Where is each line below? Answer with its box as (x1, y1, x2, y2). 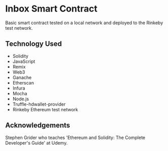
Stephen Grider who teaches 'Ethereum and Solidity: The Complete (5, 134, 146, 140)
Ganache (12, 74, 32, 81)
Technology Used (5, 40, 62, 48)
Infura (12, 85, 25, 91)
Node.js (12, 96, 29, 102)
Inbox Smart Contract (5, 3, 98, 15)
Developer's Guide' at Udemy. (5, 139, 68, 146)
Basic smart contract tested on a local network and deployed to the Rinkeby (5, 20, 163, 26)
